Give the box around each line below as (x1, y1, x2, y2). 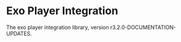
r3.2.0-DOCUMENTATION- (110, 24, 176, 31)
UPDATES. (6, 30, 32, 37)
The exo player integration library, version (6, 24, 109, 31)
